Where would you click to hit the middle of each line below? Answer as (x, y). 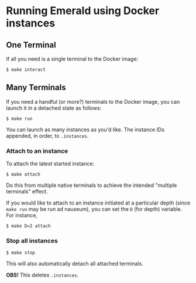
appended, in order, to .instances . (47, 135)
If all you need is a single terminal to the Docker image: (72, 59)
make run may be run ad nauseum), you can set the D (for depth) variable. (94, 209)
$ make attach (23, 175)
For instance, (22, 216)
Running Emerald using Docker (83, 11)
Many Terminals (36, 88)
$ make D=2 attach (28, 226)
